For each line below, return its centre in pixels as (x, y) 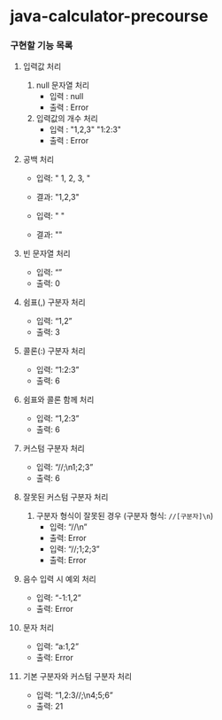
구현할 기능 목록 (42, 46)
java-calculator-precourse (109, 16)
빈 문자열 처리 (46, 253)
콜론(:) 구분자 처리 (54, 351)
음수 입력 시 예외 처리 (59, 579)
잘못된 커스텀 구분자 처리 (65, 497)
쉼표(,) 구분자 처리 (54, 302)
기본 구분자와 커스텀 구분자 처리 (77, 677)
